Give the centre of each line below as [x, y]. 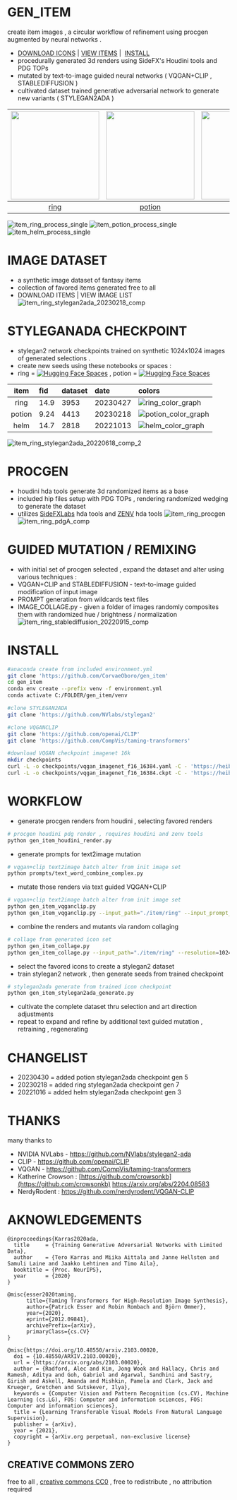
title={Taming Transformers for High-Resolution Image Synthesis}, [127, 1301]
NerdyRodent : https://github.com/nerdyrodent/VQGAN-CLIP [106, 1192]
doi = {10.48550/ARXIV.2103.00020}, [67, 1357]
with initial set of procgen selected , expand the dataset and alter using [121, 569]
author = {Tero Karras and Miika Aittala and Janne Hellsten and [116, 1258]
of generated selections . [54, 358]
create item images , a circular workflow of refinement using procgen [108, 32]
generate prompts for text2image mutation [79, 854]
